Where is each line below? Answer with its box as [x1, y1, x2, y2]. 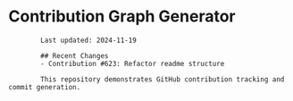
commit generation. [8, 82, 81, 91]
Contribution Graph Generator [8, 6, 236, 27]
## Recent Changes [40, 51, 109, 60]
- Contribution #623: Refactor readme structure [40, 59, 225, 68]
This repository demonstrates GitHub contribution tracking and [40, 74, 285, 84]
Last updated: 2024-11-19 [40, 36, 138, 45]
